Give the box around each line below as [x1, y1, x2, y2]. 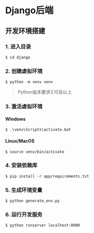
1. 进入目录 [5, 43, 31, 50]
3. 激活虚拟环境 [5, 103, 43, 110]
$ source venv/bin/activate [5, 149, 65, 154]
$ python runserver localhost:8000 [5, 223, 80, 228]
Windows [5, 115, 26, 122]
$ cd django [5, 54, 30, 60]
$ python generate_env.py [5, 198, 60, 203]
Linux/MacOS [5, 138, 35, 144]
